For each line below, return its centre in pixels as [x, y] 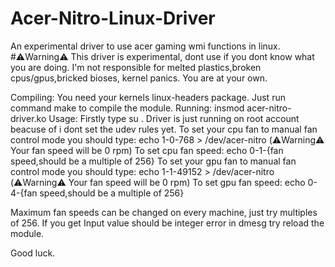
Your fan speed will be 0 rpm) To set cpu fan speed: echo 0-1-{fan [147, 150]
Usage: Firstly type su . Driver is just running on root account [174, 118]
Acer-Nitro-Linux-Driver [113, 18]
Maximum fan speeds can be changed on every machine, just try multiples [164, 212]
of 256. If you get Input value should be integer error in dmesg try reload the [167, 223]
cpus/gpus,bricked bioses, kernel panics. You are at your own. [139, 78]
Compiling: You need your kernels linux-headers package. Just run [148, 97]
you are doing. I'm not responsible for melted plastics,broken [136, 67]
